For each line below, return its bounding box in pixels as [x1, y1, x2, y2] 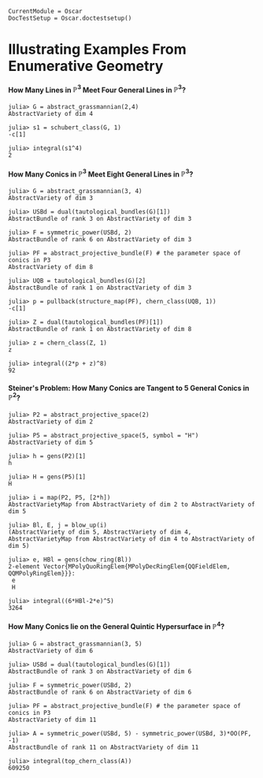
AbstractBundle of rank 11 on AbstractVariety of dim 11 [8, 743, 199, 751]
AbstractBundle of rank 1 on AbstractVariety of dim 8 [8, 325, 192, 333]
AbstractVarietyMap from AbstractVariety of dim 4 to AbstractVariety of [8, 534, 256, 543]
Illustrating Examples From [8, 40, 187, 58]
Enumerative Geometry [8, 58, 164, 75]
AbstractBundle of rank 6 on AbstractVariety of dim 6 [8, 688, 192, 696]
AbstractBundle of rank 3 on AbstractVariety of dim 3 [8, 214, 192, 222]
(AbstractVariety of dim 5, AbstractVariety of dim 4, [8, 528, 192, 536]
